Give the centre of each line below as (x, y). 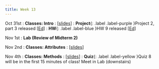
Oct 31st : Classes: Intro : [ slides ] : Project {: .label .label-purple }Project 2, (80, 23)
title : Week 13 (20, 9)
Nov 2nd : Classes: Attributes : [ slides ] (44, 47)
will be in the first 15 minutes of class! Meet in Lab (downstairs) (68, 61)
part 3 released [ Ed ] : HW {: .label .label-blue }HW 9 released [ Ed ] (71, 28)
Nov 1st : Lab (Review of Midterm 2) (41, 38)
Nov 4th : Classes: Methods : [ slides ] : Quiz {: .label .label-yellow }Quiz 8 (78, 56)
